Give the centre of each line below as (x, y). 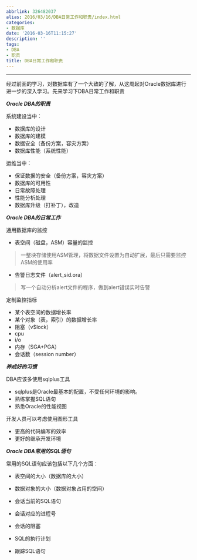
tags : (13, 45)
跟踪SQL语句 (30, 551)
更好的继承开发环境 (38, 438)
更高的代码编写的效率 (40, 431)
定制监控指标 (21, 300)
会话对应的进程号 (35, 513)
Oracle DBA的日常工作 (33, 217)
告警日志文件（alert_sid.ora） (50, 274)
